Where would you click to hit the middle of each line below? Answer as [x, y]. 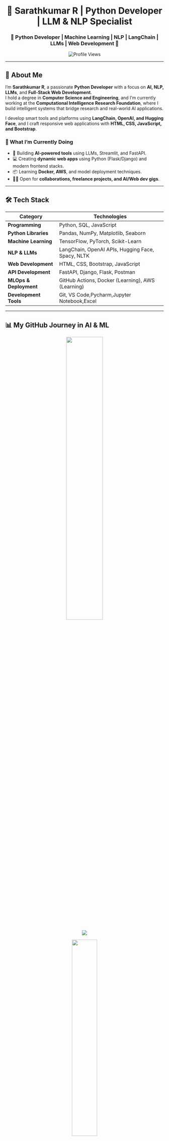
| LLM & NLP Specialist [84, 21]
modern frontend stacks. [38, 166]
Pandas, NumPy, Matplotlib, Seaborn [102, 233]
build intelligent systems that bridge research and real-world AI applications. [84, 109]
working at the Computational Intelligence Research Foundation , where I [82, 103]
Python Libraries [28, 233]
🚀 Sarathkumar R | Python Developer [84, 11]
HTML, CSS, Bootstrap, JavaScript [100, 264]
